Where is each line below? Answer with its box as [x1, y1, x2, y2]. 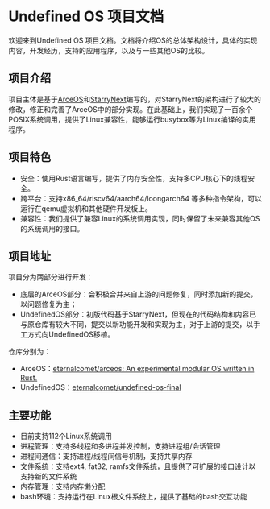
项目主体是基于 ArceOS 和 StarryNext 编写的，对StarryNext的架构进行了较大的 [8, 94, 262, 104]
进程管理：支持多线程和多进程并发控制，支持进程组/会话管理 [19, 441, 221, 451]
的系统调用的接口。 [19, 223, 85, 234]
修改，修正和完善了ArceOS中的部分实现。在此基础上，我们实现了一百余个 [8, 104, 253, 114]
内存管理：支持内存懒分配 [19, 482, 106, 491]
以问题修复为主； [19, 300, 77, 309]
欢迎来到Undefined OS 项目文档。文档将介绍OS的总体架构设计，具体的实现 [8, 35, 258, 45]
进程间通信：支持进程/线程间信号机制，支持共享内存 [19, 452, 193, 461]
